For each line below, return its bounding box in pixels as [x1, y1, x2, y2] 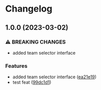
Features [5, 62, 28, 69]
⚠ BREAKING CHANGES [5, 38, 66, 46]
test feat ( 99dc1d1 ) [12, 79, 52, 85]
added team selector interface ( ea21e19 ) [12, 74, 97, 80]
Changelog [5, 3, 53, 15]
